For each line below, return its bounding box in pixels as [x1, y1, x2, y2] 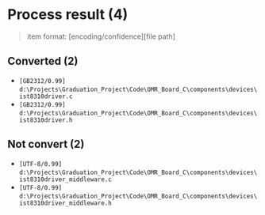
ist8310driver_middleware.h [18, 199, 112, 207]
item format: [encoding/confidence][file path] [26, 32, 176, 41]
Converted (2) [7, 55, 79, 68]
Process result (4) [7, 6, 129, 24]
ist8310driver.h [18, 116, 73, 124]
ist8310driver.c [18, 92, 73, 100]
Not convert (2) [7, 138, 85, 151]
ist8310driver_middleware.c [18, 175, 112, 183]
